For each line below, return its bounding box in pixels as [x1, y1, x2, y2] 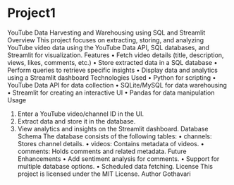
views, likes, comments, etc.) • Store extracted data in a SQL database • [7, 58, 218, 66]
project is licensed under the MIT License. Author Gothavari [17, 169, 192, 178]
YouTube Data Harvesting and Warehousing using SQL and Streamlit [7, 28, 206, 37]
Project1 [7, 5, 56, 21]
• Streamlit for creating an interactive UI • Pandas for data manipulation [7, 88, 215, 97]
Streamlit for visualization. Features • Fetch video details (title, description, [7, 51, 224, 59]
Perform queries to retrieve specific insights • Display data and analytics [7, 66, 218, 74]
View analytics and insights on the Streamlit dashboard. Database [17, 124, 209, 133]
